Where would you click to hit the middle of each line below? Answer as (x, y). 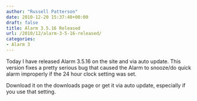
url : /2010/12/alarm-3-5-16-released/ (54, 34)
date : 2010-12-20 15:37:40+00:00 (47, 17)
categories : (21, 39)
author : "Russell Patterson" (42, 12)
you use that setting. (31, 92)
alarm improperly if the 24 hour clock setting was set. (71, 74)
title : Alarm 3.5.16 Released (43, 28)
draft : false (22, 22)
